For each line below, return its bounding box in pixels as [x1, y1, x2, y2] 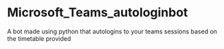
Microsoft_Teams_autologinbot [7, 5, 188, 20]
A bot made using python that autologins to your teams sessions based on [7, 27, 218, 35]
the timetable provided [7, 34, 71, 42]
